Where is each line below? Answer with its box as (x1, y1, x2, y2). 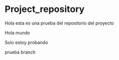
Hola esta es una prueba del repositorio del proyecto (5, 20, 114, 26)
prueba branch (5, 49, 36, 55)
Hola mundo (5, 29, 30, 35)
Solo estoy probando (5, 39, 48, 45)
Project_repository (5, 3, 85, 15)
